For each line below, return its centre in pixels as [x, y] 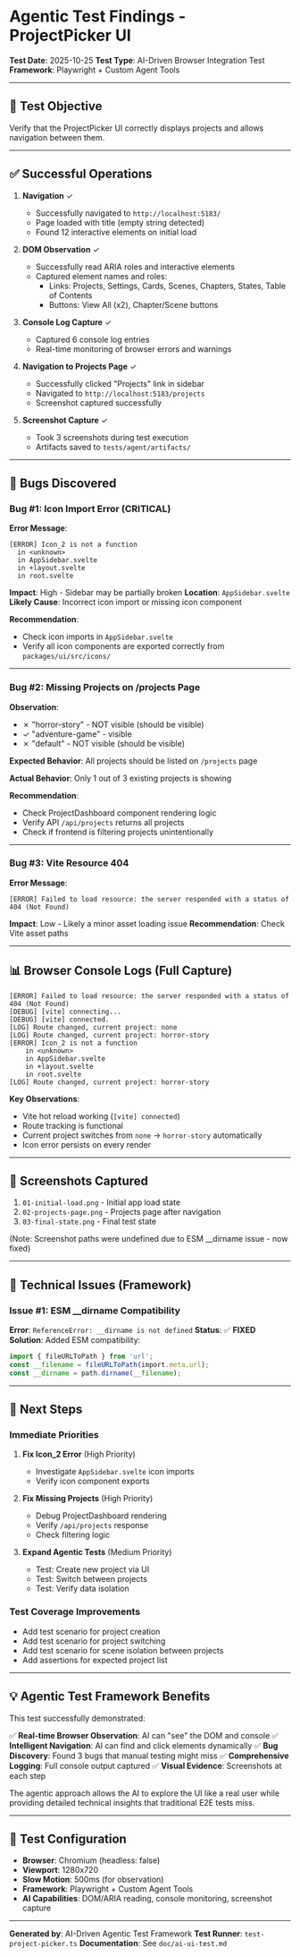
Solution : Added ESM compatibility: [75, 1340]
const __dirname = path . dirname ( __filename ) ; [95, 1373]
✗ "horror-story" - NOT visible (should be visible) [113, 724]
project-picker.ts [43, 1944]
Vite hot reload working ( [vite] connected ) [101, 1115]
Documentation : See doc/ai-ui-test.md [153, 1944]
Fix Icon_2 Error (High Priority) [79, 1454]
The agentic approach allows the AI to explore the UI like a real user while [144, 1793]
